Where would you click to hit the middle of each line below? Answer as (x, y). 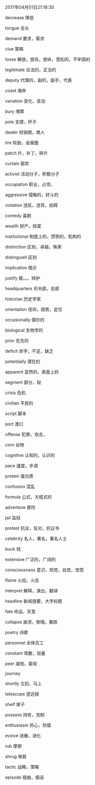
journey (13, 673)
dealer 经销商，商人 (25, 132)
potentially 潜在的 (23, 361)
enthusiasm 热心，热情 (28, 725)
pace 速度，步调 (22, 466)
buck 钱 (13, 549)
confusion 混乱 (20, 486)
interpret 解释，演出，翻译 (32, 591)
